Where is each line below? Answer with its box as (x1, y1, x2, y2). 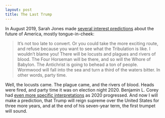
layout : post (5, 7, 32, 12)
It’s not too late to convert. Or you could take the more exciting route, (17, 40, 159, 46)
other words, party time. (17, 72, 67, 78)
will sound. (5, 108, 27, 114)
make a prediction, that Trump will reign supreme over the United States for (5, 97, 160, 103)
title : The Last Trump (5, 12, 52, 17)
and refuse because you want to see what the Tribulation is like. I (17, 46, 151, 52)
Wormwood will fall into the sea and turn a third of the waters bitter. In (17, 66, 161, 72)
